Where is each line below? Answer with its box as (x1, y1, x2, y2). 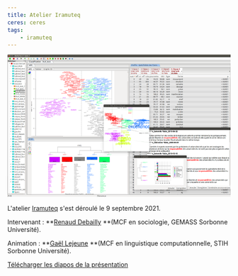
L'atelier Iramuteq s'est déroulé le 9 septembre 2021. (7, 204, 161, 212)
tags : (7, 26, 23, 33)
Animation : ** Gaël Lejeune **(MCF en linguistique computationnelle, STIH (7, 238, 229, 248)
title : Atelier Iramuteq (7, 11, 81, 18)
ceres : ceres (7, 18, 46, 26)
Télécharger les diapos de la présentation (7, 260, 129, 269)
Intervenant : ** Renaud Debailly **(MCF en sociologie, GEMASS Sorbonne (7, 217, 228, 226)
